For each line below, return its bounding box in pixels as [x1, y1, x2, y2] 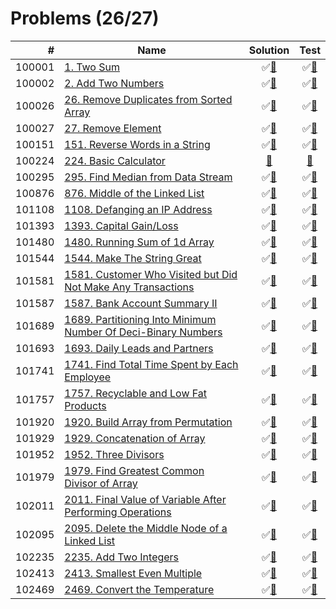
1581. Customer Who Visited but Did [64, 267, 238, 281]
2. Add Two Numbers [64, 76, 165, 90]
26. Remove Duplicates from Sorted [64, 92, 233, 106]
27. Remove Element [64, 121, 162, 135]
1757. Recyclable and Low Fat [64, 386, 208, 400]
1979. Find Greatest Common [64, 463, 205, 477]
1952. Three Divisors [64, 447, 165, 461]
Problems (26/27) [10, 7, 160, 30]
